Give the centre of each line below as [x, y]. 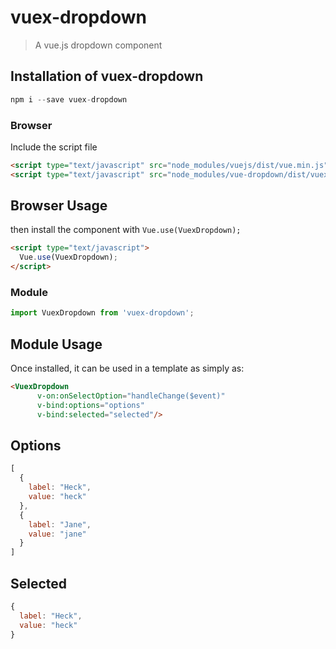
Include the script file [54, 147]
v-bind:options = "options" [90, 405]
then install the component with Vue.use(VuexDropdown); [126, 230]
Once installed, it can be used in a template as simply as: [127, 368]
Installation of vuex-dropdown [107, 76]
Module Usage [56, 344]
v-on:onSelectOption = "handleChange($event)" [131, 396]
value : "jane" [57, 534]
